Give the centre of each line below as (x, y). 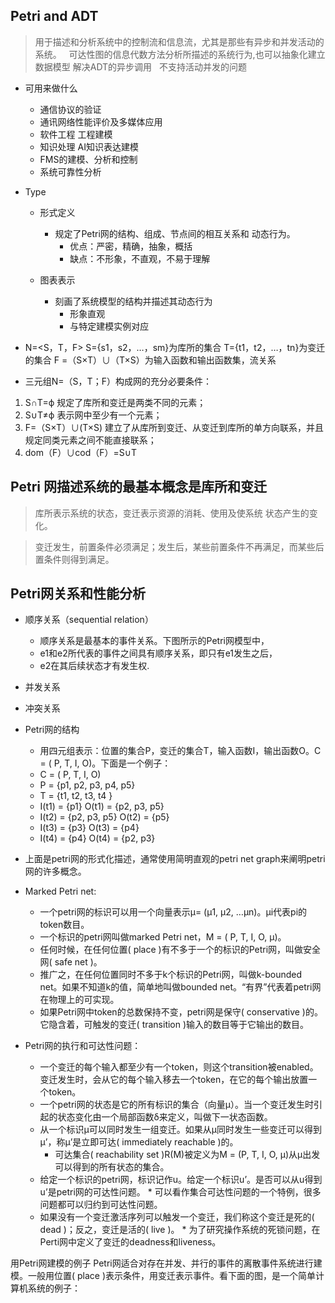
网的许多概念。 (55, 871)
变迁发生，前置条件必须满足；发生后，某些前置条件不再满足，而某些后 (179, 546)
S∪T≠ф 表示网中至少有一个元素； (93, 415)
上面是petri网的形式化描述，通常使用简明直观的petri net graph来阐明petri (175, 859)
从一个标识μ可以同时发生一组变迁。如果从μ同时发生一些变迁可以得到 (180, 1130)
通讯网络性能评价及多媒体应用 (101, 121)
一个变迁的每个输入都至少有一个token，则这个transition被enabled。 (179, 1067)
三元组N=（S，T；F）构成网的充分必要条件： (118, 381)
